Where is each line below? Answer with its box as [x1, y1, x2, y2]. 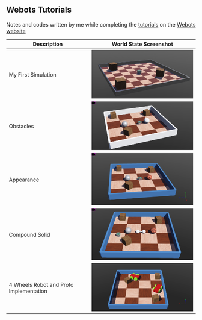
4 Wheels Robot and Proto [8, 281, 74, 288]
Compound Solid [8, 231, 50, 239]
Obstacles [8, 123, 34, 130]
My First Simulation [8, 71, 57, 78]
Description [32, 40, 63, 48]
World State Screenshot [111, 40, 173, 48]
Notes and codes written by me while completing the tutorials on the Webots [6, 20, 196, 28]
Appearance [8, 176, 40, 183]
